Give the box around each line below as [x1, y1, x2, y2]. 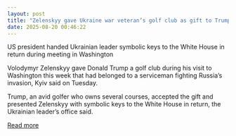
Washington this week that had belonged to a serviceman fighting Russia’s [7, 71, 223, 80]
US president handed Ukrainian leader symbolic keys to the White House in [7, 43, 225, 51]
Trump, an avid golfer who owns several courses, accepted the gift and [7, 92, 214, 101]
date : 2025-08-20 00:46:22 [7, 23, 86, 30]
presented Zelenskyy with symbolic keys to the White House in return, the [7, 100, 221, 109]
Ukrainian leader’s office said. [7, 107, 93, 116]
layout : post [7, 10, 46, 18]
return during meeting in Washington [7, 50, 114, 58]
